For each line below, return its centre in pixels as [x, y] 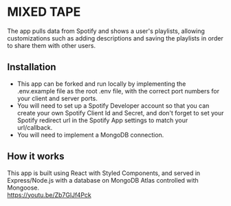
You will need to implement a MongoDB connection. [90, 135]
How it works [36, 156]
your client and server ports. [57, 98]
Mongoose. [23, 187]
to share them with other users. [52, 45]
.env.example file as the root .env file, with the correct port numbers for [118, 91]
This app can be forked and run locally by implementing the [101, 84]
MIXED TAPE [44, 12]
